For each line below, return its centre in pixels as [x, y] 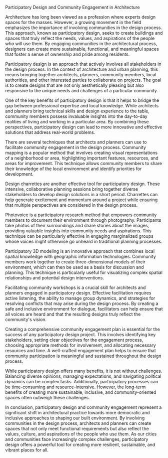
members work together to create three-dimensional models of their [75, 262]
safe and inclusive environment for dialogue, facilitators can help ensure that [84, 309]
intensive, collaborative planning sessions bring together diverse [72, 189]
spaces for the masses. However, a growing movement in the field [73, 22]
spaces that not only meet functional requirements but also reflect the [77, 429]
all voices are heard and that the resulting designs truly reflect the [73, 314]
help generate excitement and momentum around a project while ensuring [81, 200]
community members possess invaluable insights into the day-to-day [76, 116]
